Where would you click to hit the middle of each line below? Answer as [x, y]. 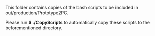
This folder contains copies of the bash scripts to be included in [72, 7]
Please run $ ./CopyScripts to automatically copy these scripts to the [78, 23]
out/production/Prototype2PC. [37, 13]
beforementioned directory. [34, 28]
